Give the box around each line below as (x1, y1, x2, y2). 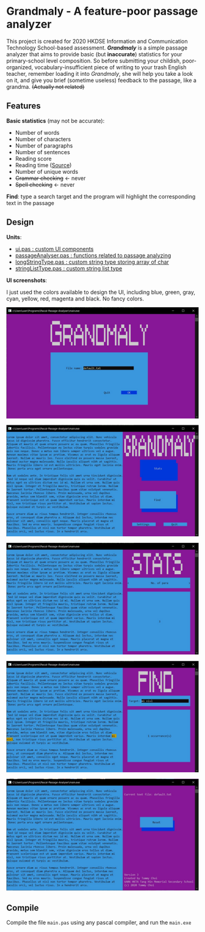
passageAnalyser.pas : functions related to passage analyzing (15, 252, 171, 259)
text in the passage (6, 199, 55, 206)
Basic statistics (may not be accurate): (6, 117, 105, 124)
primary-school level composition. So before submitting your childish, (6, 57, 181, 64)
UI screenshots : (6, 277, 48, 284)
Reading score (15, 155, 52, 162)
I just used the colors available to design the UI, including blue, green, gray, (6, 288, 196, 296)
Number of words (15, 129, 60, 136)
